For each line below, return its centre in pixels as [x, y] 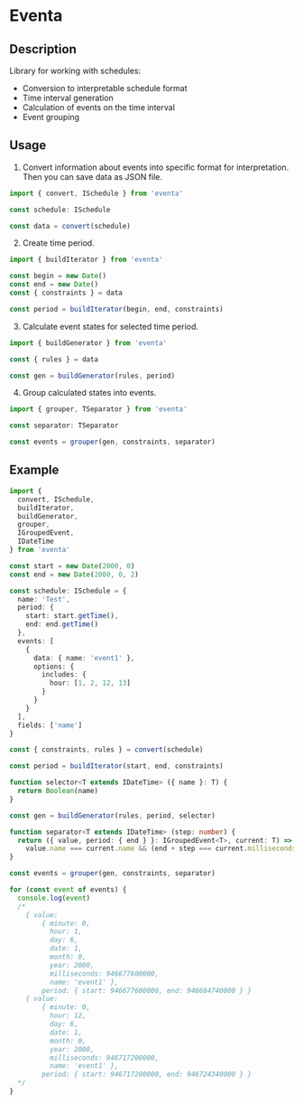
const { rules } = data [54, 359]
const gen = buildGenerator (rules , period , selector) [113, 815]
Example [34, 470]
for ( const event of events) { [68, 890]
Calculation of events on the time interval [99, 108]
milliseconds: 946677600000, [104, 973]
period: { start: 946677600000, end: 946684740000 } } [147, 990]
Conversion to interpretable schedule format [105, 88]
